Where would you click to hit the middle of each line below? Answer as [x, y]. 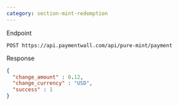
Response [21, 58]
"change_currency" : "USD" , [53, 83]
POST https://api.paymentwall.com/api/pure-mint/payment [89, 45]
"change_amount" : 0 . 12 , [48, 77]
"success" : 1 [33, 90]
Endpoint [19, 33]
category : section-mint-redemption [57, 13]
